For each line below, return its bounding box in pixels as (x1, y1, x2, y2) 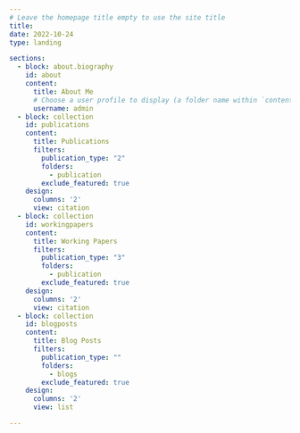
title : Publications (32, 137, 110, 146)
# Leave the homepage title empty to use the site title (9, 12, 226, 22)
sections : (9, 54, 46, 63)
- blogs (48, 370, 78, 379)
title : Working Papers (32, 237, 118, 246)
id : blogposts (25, 320, 78, 329)
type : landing (9, 37, 62, 47)
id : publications (25, 121, 90, 129)
